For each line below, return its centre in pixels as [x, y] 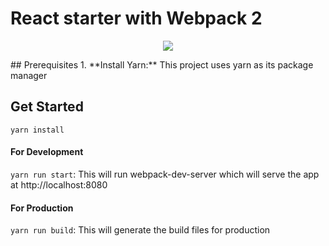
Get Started [47, 107]
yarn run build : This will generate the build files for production [140, 230]
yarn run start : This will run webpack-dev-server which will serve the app [165, 174]
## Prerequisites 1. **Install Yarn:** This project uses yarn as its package [162, 64]
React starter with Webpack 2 [136, 18]
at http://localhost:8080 [59, 184]
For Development [47, 152]
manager [29, 75]
